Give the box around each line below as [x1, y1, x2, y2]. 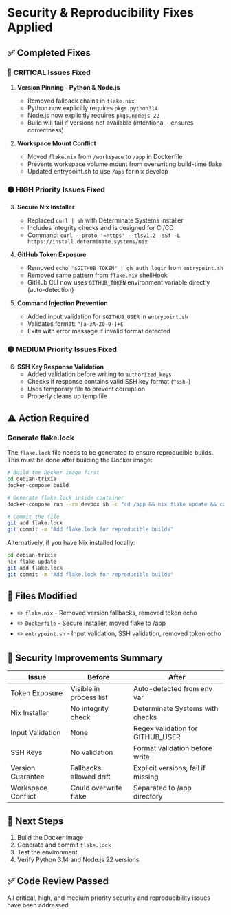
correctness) [27, 125, 64, 134]
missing [133, 772, 159, 781]
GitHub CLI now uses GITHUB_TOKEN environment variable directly [27, 278, 210, 287]
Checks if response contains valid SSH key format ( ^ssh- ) [27, 378, 191, 386]
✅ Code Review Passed [7, 875, 109, 887]
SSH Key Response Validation [16, 363, 104, 371]
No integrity [70, 704, 109, 714]
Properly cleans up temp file [27, 392, 108, 400]
